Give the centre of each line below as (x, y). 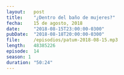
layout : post (26, 12)
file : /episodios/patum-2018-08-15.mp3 (62, 40)
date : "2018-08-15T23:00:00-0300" (55, 29)
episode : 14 (23, 51)
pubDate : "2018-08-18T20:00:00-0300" (55, 34)
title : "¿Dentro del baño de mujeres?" (61, 18)
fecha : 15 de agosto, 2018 (45, 23)
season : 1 (19, 57)
